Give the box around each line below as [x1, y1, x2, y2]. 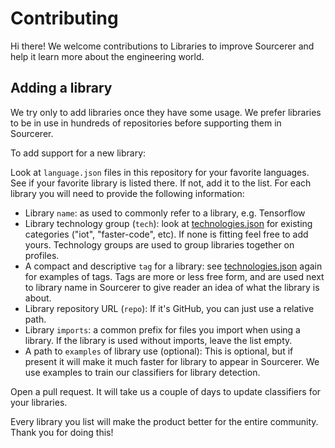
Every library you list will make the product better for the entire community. [10, 415, 319, 427]
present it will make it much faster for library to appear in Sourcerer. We [24, 355, 320, 367]
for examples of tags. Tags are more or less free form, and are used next [24, 270, 325, 282]
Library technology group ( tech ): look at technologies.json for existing [24, 217, 313, 229]
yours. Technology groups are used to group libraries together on [24, 238, 295, 251]
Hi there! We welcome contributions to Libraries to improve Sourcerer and [10, 40, 315, 52]
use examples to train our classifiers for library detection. [24, 366, 261, 378]
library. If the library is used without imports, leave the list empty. [24, 334, 293, 346]
